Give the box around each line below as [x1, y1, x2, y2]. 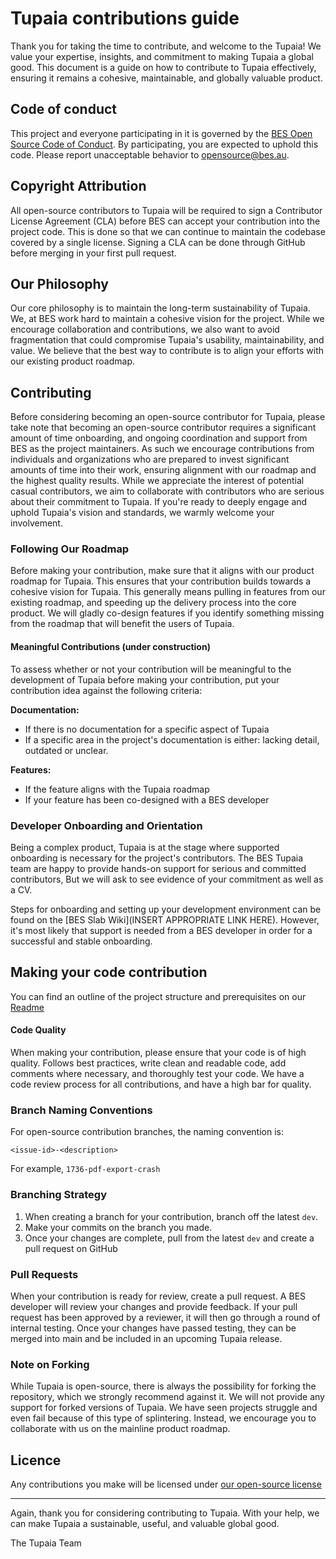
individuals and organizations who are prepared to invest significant [10, 453, 290, 466]
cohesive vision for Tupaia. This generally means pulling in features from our [10, 586, 326, 598]
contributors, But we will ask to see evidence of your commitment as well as [10, 873, 324, 885]
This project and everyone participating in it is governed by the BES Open [10, 127, 313, 139]
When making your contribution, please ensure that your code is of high [10, 1047, 307, 1058]
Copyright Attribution [10, 178, 147, 195]
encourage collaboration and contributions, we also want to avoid [10, 323, 280, 336]
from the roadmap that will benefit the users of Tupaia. [10, 618, 235, 630]
